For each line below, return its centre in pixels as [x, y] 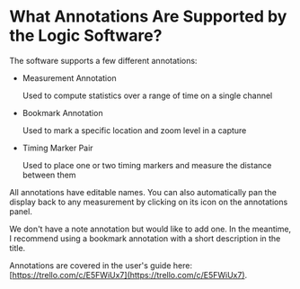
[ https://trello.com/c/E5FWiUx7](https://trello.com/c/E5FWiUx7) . [128, 275]
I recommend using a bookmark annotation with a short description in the [145, 238]
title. [18, 248]
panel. [21, 211]
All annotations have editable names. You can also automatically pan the [143, 192]
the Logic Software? [86, 36]
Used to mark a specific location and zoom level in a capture [134, 130]
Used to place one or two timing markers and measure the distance [147, 165]
